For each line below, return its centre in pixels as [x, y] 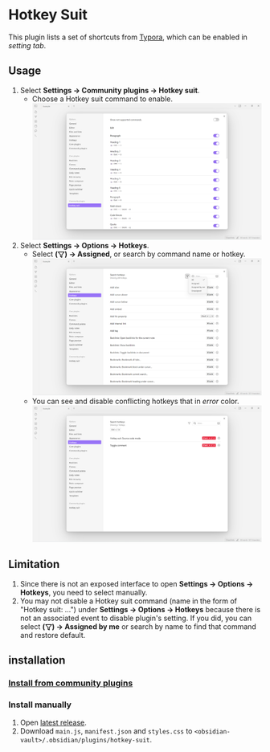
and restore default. [53, 635]
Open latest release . [53, 722]
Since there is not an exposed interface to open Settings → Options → [137, 583]
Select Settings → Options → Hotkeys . [84, 246]
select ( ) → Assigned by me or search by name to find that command [138, 626]
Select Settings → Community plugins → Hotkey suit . [110, 90]
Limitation [34, 564]
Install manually [40, 705]
